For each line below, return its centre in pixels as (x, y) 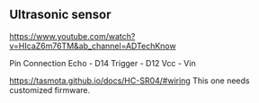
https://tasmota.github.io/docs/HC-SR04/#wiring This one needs (129, 81)
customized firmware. (50, 90)
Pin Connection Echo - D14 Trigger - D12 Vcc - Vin (103, 63)
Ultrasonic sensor (60, 15)
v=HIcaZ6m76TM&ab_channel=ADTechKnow (93, 46)
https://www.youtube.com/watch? (72, 36)
